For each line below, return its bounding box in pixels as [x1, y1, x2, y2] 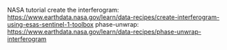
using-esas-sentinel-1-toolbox [7, 21, 94, 28]
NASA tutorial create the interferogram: [7, 6, 119, 14]
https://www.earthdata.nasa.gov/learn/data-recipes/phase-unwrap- [7, 27, 201, 36]
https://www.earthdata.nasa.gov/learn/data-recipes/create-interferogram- [7, 13, 220, 21]
